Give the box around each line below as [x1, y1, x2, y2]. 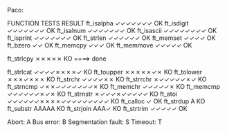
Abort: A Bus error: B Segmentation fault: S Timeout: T [7, 118, 163, 126]
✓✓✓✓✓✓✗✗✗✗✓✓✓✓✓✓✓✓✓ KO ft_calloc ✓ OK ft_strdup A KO [7, 97, 206, 105]
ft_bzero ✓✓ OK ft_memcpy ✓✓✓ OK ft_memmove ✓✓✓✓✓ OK [7, 41, 192, 49]
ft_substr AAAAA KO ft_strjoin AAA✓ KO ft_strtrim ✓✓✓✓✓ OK [7, 105, 188, 112]
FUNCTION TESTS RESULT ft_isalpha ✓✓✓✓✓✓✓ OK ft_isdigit [7, 19, 189, 27]
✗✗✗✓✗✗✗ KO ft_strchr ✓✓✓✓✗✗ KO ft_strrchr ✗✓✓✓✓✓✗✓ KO [7, 75, 207, 83]
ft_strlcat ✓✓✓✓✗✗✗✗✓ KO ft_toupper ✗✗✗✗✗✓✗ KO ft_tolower [7, 68, 203, 76]
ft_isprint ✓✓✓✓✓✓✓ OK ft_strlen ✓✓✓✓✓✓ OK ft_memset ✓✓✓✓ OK [7, 34, 216, 42]
